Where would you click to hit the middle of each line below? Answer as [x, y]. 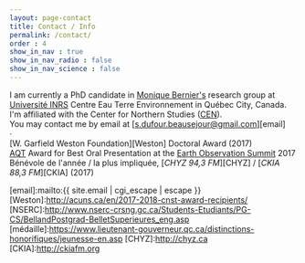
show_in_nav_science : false [65, 69]
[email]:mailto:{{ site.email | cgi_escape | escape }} [105, 190]
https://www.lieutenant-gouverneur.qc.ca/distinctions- [152, 228]
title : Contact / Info [53, 26]
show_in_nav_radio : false [61, 60]
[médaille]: [30, 228]
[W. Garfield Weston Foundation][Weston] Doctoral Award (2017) [131, 143]
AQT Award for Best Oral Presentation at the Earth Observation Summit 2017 [152, 153]
